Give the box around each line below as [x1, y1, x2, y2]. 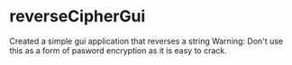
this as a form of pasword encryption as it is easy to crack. [9, 45, 227, 55]
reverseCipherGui [9, 6, 146, 27]
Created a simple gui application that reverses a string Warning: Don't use [9, 36, 284, 46]
